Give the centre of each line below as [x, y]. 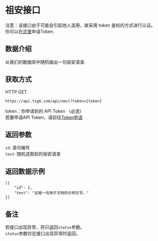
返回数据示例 [25, 171]
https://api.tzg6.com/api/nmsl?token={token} [53, 101]
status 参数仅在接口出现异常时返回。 [43, 233]
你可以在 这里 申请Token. [30, 31]
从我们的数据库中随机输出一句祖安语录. [46, 62]
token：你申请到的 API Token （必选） [45, 111]
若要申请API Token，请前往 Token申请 [44, 117]
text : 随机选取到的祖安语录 [33, 154]
